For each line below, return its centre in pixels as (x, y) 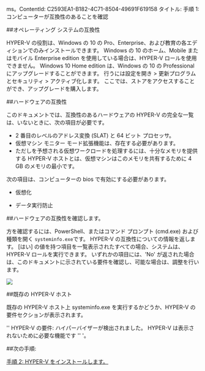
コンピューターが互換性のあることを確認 (57, 17)
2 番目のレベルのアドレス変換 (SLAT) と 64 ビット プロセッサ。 (95, 136)
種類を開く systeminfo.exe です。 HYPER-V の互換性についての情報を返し (98, 239)
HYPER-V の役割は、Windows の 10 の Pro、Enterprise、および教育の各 (96, 43)
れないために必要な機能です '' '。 (48, 335)
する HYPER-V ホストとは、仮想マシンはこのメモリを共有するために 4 (103, 159)
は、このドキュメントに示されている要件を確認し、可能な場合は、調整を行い (103, 262)
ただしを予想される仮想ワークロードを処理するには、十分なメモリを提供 (106, 151)
